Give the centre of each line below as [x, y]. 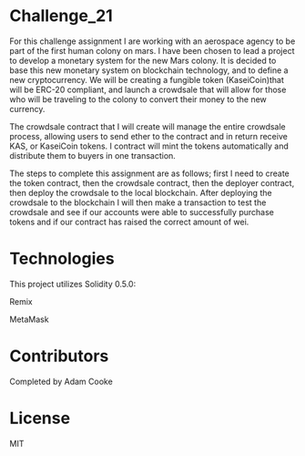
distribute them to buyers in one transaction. [92, 155]
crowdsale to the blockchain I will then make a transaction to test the [138, 202]
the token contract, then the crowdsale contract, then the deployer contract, [152, 182]
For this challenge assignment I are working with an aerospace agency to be [152, 41]
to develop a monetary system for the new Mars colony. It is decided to [143, 60]
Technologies [62, 259]
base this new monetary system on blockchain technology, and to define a [149, 70]
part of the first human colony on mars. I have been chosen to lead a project [152, 50]
